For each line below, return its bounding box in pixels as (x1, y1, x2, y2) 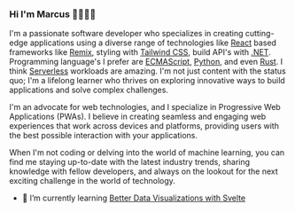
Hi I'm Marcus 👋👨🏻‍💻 (9, 8, 97, 20)
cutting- (245, 28, 275, 39)
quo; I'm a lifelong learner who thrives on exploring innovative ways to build (9, 75, 285, 86)
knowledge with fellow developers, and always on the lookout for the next (9, 166, 279, 177)
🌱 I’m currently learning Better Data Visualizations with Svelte (21, 192, 246, 203)
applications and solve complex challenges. (9, 84, 168, 96)
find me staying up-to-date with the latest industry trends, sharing (9, 157, 251, 168)
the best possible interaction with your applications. (9, 130, 198, 141)
